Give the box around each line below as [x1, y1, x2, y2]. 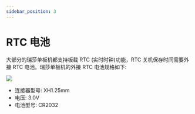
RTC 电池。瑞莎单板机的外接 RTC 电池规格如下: [12, 63, 127, 70]
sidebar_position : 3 [6, 8, 57, 15]
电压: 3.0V [14, 94, 40, 101]
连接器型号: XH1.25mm [14, 87, 70, 94]
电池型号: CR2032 [14, 101, 59, 108]
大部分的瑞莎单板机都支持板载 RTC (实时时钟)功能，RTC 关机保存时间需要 [6, 56, 184, 63]
